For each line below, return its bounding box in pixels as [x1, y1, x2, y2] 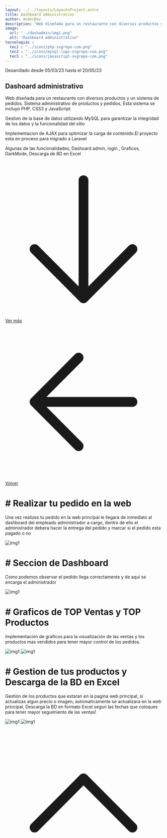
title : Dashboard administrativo [5, 12, 75, 17]
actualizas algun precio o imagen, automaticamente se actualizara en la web [5, 698, 162, 704]
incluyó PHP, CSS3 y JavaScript [5, 106, 71, 112]
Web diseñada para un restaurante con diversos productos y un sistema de [5, 95, 159, 101]
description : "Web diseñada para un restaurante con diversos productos [5, 21, 159, 26]
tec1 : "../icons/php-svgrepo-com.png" [9, 44, 92, 49]
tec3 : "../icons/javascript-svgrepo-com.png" [9, 53, 108, 59]
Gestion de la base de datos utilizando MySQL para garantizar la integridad [5, 115, 159, 121]
